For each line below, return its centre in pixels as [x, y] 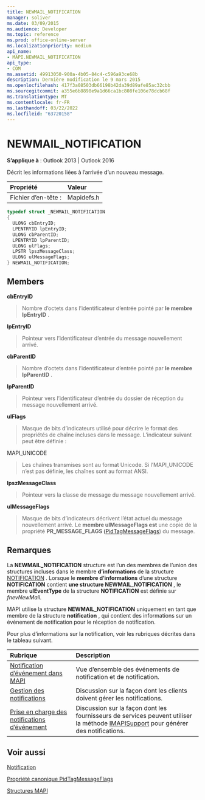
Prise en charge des [39, 712]
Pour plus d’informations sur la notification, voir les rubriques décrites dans [101, 633]
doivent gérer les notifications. [119, 698]
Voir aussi [26, 752]
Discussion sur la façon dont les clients [131, 691]
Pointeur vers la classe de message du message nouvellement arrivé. [109, 495]
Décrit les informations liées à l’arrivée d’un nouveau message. [85, 172]
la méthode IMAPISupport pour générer [132, 723]
